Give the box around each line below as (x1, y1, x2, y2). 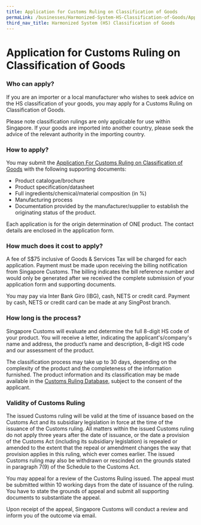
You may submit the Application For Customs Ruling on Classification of (6, 159, 183, 167)
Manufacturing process (14, 196, 73, 204)
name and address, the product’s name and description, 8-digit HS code (6, 340, 184, 348)
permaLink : (6, 14, 33, 20)
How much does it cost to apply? (6, 242, 103, 251)
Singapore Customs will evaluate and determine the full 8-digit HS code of (6, 327, 190, 334)
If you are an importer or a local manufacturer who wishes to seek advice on (6, 93, 194, 101)
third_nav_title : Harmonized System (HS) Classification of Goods (6, 20, 175, 26)
